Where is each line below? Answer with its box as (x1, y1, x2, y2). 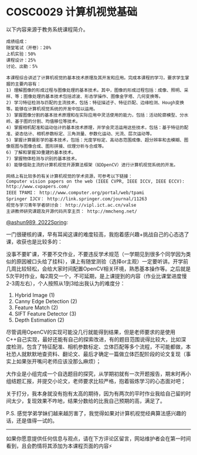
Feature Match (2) (14, 304, 59, 311)
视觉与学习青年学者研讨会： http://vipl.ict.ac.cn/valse (6, 202, 137, 208)
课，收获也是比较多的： (6, 238, 63, 245)
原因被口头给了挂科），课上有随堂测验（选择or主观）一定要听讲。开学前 (16, 258, 189, 265)
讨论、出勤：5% (6, 63, 38, 69)
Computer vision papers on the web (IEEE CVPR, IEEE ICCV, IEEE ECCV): (6, 178, 185, 184)
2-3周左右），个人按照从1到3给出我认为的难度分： (6, 279, 125, 287)
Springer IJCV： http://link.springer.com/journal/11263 (6, 196, 148, 202)
